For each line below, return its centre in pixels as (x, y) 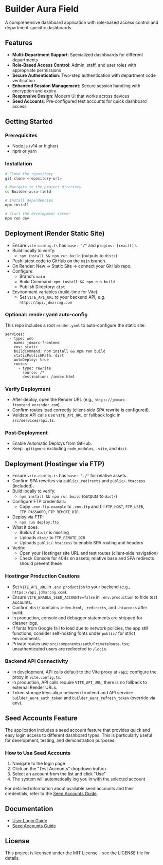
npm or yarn (24, 151)
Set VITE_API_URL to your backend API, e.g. (62, 297)
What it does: (25, 527)
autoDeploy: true (31, 360)
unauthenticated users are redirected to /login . (60, 649)
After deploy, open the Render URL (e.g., (53, 399)
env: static (26, 347)
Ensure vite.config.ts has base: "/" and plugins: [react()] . (75, 245)
